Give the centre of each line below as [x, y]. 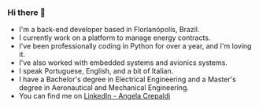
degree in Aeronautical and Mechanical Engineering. [104, 88]
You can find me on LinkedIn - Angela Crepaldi [94, 96]
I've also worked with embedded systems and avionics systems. [123, 63]
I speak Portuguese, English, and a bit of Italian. [96, 71]
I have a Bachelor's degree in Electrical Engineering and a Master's [128, 79]
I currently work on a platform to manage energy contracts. [115, 38]
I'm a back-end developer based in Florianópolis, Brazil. [109, 30]
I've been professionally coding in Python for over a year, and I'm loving [135, 46]
